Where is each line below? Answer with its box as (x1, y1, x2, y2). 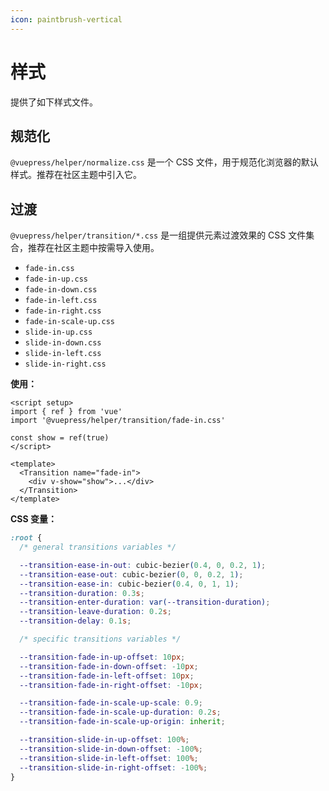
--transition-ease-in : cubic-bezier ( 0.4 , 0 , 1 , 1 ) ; (19, 579, 240, 589)
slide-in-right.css (24, 359, 107, 370)
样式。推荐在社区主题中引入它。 (10, 169, 142, 181)
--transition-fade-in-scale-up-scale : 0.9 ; (19, 698, 203, 708)
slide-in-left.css (24, 349, 102, 359)
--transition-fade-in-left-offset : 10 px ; (19, 671, 195, 681)
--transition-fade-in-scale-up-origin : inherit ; (19, 717, 226, 727)
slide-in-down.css (24, 338, 102, 348)
